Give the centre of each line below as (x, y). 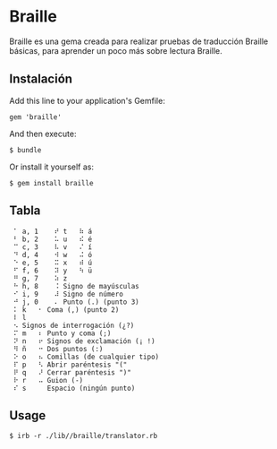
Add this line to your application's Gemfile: (87, 100)
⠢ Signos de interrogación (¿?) (74, 325)
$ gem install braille (51, 183)
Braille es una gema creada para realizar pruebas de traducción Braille (139, 41)
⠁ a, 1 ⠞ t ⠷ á (52, 231)
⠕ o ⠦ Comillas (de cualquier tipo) (86, 357)
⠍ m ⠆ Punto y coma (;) (62, 333)
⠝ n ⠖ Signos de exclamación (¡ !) (84, 341)
